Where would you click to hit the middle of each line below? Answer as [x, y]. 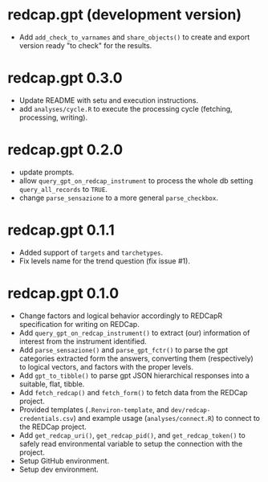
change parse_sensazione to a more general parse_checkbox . [118, 198]
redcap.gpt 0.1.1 [61, 230]
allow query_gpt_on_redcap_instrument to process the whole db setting [136, 180]
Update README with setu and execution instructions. [109, 100]
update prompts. [47, 172]
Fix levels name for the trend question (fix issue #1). [104, 261]
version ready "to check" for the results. [85, 45]
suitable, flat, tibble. [52, 384]
